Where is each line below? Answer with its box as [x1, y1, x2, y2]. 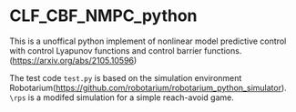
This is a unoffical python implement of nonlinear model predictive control [9, 36, 287, 46]
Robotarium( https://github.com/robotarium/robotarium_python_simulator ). [9, 82, 287, 93]
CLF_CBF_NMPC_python [9, 5, 198, 26]
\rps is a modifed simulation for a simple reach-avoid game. [9, 92, 234, 103]
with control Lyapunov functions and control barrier [9, 45, 202, 56]
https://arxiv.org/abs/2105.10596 [12, 55, 135, 66]
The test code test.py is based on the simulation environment [9, 72, 242, 83]
